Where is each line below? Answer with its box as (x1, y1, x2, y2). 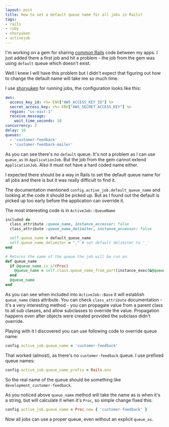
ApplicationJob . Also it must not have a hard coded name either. (5, 162, 138, 168)
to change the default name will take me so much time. (5, 75, 119, 81)
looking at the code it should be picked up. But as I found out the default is (5, 192, 160, 198)
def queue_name (5, 259, 37, 264)
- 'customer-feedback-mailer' (10, 142, 73, 147)
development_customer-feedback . (5, 382, 72, 388)
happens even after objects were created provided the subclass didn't (5, 313, 151, 319)
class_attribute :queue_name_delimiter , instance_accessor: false (10, 226, 152, 231)
